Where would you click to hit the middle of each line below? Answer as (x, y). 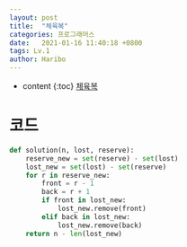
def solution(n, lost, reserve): (72, 150)
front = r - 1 (68, 184)
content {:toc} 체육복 (60, 86)
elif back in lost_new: (86, 216)
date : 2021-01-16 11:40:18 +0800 (76, 43)
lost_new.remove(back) (100, 225)
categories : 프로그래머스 (52, 34)
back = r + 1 (66, 192)
